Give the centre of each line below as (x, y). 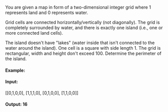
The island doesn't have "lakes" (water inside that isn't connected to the (80, 43)
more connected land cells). (34, 33)
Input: (12, 82)
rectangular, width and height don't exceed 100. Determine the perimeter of (83, 53)
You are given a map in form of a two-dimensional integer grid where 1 (78, 7)
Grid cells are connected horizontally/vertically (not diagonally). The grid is (82, 22)
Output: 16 (16, 104)
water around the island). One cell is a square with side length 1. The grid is (83, 48)
